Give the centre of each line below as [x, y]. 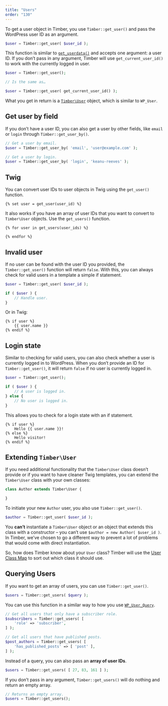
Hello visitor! [30, 438]
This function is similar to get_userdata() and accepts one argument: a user [83, 53]
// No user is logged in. [41, 401]
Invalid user [24, 252]
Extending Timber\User [41, 457]
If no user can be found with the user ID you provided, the [65, 264]
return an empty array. [28, 685]
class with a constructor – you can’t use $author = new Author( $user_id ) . [83, 532]
